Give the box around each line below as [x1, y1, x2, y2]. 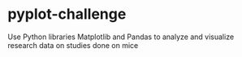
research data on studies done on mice [7, 40, 139, 50]
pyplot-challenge [7, 5, 127, 24]
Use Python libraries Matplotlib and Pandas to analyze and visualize [7, 32, 235, 42]
